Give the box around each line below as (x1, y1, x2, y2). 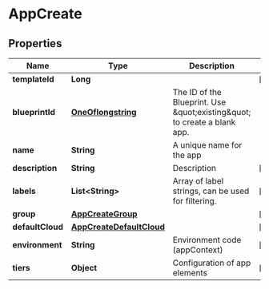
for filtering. (172, 196, 217, 206)
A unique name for (172, 140, 243, 150)
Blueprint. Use (172, 97, 227, 108)
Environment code (172, 235, 242, 245)
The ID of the (172, 87, 222, 97)
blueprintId (12, 107, 56, 117)
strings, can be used (172, 185, 250, 196)
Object (70, 263, 98, 273)
